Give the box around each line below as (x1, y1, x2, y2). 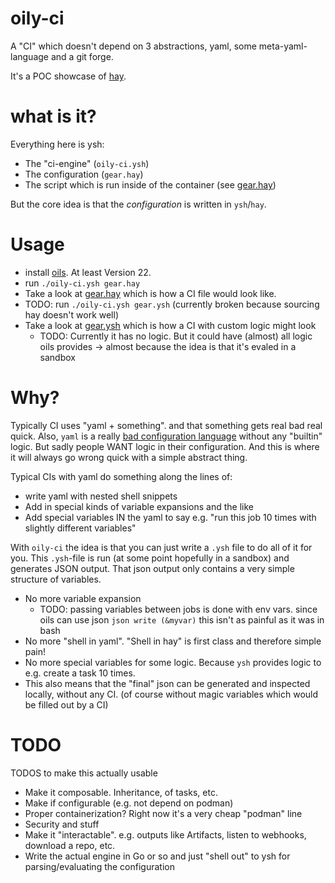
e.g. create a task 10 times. (24, 667, 136, 679)
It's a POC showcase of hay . (10, 70, 127, 82)
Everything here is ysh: (10, 138, 105, 150)
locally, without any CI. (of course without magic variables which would (24, 688, 319, 700)
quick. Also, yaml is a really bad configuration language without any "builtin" (10, 430, 323, 442)
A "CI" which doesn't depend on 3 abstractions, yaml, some (10, 40, 257, 52)
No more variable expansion (24, 592, 142, 604)
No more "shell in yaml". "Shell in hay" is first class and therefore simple (24, 635, 322, 647)
